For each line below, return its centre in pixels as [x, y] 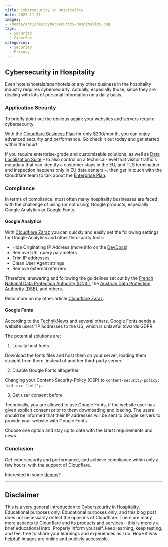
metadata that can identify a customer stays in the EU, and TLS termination [82, 164]
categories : [17, 43]
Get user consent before [38, 395]
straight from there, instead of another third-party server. [64, 361]
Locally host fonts [31, 346]
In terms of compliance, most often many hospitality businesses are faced [81, 199]
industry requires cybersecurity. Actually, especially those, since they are [81, 89]
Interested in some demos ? [33, 475]
